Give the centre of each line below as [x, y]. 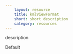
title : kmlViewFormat [36, 14]
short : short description [41, 19]
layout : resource [32, 10]
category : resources [35, 24]
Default [13, 47]
